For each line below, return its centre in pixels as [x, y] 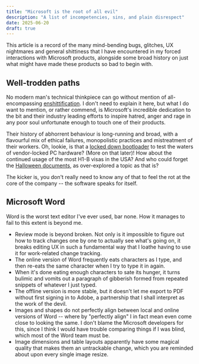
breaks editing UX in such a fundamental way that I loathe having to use [103, 247]
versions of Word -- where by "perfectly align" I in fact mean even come [103, 316]
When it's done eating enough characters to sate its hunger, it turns [97, 272]
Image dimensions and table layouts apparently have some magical [97, 341]
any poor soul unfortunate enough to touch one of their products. [86, 123]
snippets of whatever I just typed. [56, 285]
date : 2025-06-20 [28, 23]
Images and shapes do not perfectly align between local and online [97, 310]
